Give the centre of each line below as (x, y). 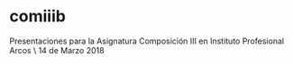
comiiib (37, 16)
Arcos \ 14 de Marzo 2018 (57, 50)
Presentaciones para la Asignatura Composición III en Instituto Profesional (147, 41)
